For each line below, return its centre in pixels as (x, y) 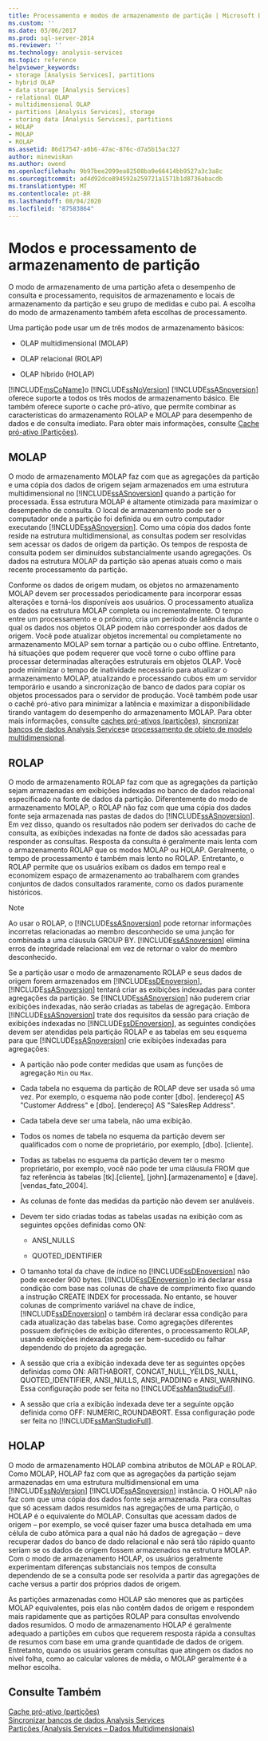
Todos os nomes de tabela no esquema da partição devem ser (122, 1136)
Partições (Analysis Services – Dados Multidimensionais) (102, 1728)
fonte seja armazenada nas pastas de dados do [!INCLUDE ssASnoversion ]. (132, 815)
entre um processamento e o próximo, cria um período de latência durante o (134, 619)
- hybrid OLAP (32, 82)
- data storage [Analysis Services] (69, 90)
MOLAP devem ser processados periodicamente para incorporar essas (125, 594)
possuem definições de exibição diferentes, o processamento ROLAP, (134, 1330)
